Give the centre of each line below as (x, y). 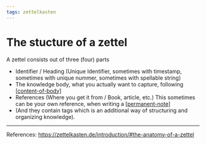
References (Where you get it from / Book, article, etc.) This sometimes (105, 97)
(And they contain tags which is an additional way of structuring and (101, 110)
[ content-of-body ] (38, 91)
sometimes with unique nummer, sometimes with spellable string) (98, 78)
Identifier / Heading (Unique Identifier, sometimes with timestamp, (98, 71)
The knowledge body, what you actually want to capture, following (99, 84)
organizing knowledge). (45, 116)
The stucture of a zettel (67, 42)
